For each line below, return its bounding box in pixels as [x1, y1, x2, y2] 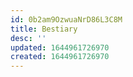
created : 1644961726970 [10, 52, 110, 62]
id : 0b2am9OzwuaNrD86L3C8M [10, 14, 123, 25]
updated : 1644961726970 [10, 42, 110, 53]
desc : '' [10, 33, 47, 43]
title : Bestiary [10, 24, 78, 34]
